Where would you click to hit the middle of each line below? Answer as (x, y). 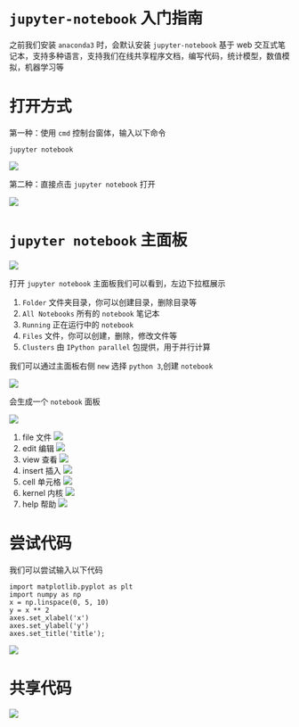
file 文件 (36, 437)
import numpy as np (45, 594)
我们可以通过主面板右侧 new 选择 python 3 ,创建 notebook (111, 366)
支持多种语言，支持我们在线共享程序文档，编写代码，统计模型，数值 (157, 55)
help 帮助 (39, 504)
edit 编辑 (38, 448)
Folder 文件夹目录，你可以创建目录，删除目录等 (109, 302)
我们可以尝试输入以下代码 (56, 570)
